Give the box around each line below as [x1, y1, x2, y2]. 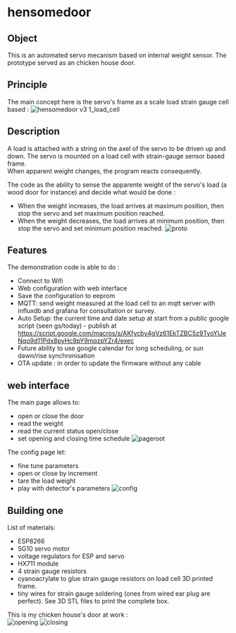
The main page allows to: [7, 398, 80, 407]
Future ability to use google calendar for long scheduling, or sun [17, 344, 204, 352]
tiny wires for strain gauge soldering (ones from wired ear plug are [17, 589, 211, 598]
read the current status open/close [17, 427, 119, 436]
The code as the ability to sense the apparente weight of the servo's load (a [7, 180, 228, 189]
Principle [7, 79, 48, 91]
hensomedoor [7, 4, 92, 20]
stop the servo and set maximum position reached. [17, 209, 166, 217]
